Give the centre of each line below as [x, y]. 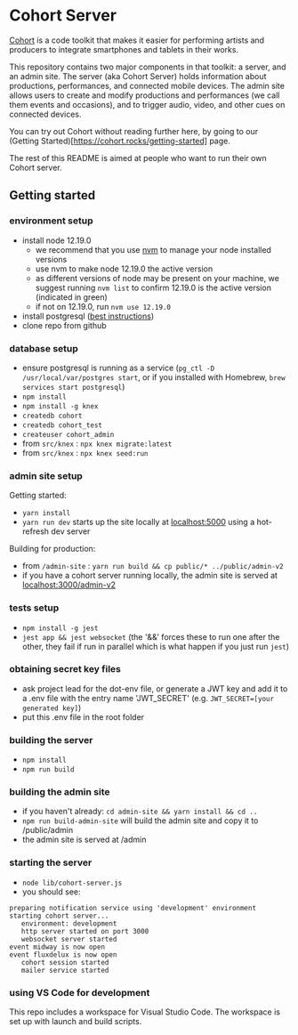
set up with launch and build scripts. [76, 1021]
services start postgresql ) [73, 386]
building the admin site [60, 792]
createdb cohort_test [62, 425]
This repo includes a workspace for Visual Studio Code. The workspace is [145, 1012]
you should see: [51, 892]
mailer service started [65, 970]
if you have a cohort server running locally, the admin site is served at [150, 576]
